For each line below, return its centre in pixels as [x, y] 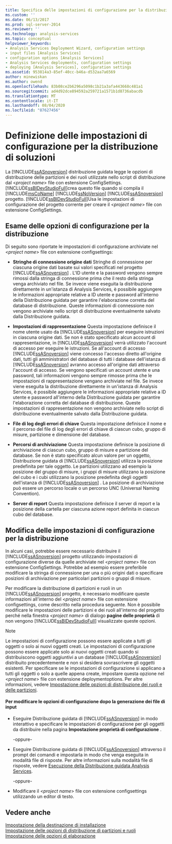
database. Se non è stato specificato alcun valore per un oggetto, [82, 455]
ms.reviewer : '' [23, 29]
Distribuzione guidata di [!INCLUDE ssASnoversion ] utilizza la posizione [88, 461]
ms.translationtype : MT [31, 96]
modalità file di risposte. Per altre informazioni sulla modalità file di [83, 760]
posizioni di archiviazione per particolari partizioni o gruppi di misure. [78, 578]
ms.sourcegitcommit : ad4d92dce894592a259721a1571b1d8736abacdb [74, 91]
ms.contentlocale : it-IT [32, 101]
